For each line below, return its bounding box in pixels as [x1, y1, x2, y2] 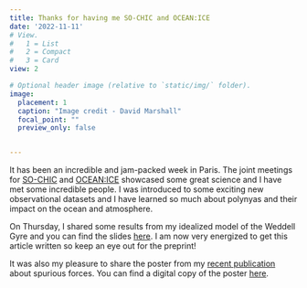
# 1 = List [9, 38, 59, 48]
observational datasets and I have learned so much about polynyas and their [9, 194, 298, 205]
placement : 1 [17, 98, 68, 107]
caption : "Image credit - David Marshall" [17, 106, 182, 115]
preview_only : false [17, 123, 96, 133]
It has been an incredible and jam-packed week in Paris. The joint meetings [9, 165, 293, 176]
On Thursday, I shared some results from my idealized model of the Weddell [9, 221, 296, 232]
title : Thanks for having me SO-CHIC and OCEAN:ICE [9, 13, 210, 23]
